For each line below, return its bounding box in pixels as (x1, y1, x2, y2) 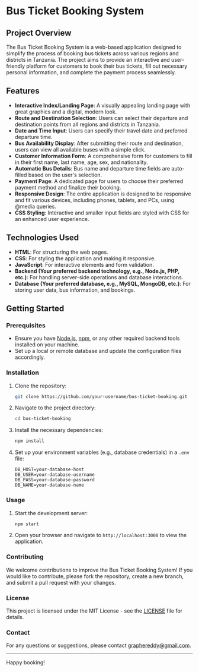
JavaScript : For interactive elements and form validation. (14, 261, 154, 268)
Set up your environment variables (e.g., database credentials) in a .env (14, 449, 190, 456)
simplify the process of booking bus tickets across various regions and (6, 50, 179, 57)
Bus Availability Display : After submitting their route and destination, (14, 140, 184, 147)
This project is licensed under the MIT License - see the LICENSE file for (6, 607, 182, 614)
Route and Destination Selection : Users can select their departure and (14, 114, 188, 121)
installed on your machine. (14, 341, 80, 348)
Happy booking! (6, 659, 46, 666)
